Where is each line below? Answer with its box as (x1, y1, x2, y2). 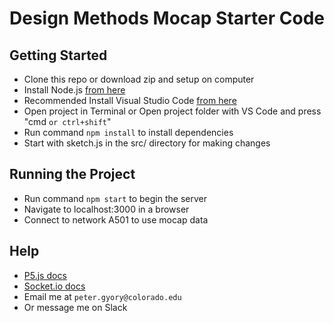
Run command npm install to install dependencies (23, 127, 234, 138)
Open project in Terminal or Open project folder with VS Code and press (23, 105, 322, 117)
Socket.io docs (23, 280, 86, 292)
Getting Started (9, 47, 108, 64)
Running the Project (9, 166, 136, 183)
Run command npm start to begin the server (23, 192, 207, 204)
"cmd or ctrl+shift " (23, 116, 112, 127)
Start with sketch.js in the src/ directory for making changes (23, 137, 271, 149)
